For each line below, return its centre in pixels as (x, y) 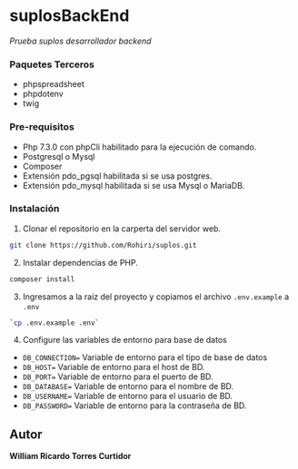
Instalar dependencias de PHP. (80, 262)
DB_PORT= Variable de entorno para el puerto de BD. (118, 376)
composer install (42, 279)
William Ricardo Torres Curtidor (70, 456)
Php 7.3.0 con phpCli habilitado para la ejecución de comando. (139, 147)
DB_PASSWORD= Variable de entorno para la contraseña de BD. (134, 405)
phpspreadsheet (53, 84)
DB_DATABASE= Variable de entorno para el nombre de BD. (128, 386)
